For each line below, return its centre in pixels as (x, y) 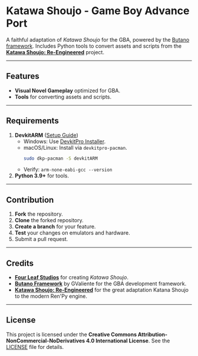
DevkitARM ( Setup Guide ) (46, 135)
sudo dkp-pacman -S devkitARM (61, 158)
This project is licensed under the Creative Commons (72, 334)
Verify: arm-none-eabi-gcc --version (68, 170)
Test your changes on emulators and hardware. (72, 233)
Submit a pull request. (41, 239)
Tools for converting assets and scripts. (63, 97)
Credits (20, 263)
